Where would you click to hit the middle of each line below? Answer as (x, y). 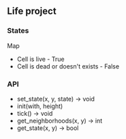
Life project (32, 11)
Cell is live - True (41, 59)
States (18, 31)
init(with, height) (40, 106)
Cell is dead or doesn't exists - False (68, 66)
